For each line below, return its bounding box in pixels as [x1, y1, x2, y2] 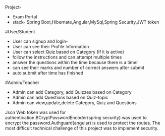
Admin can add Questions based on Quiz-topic [12, 94, 109, 100]
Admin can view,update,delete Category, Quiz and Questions [12, 100, 137, 106]
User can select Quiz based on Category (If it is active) [12, 49, 125, 55]
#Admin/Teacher [5, 79, 40, 85]
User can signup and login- [12, 38, 68, 44]
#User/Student [5, 29, 36, 34]
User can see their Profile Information [12, 44, 89, 49]
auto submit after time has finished [12, 70, 83, 76]
